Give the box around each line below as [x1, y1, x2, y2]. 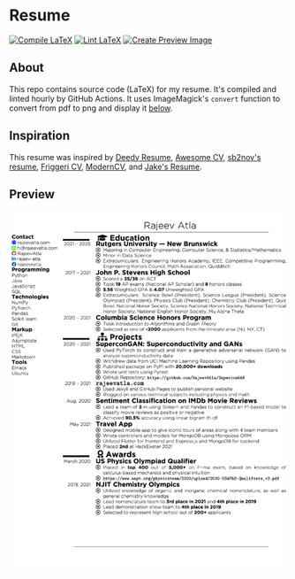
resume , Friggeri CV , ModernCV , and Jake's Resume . [9, 161, 203, 172]
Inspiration [9, 128, 71, 143]
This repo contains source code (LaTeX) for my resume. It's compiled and [9, 83, 276, 94]
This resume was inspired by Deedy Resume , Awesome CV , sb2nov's [9, 151, 261, 162]
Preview [9, 187, 56, 202]
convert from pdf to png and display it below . [9, 103, 173, 113]
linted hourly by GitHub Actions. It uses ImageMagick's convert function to [9, 93, 281, 104]
